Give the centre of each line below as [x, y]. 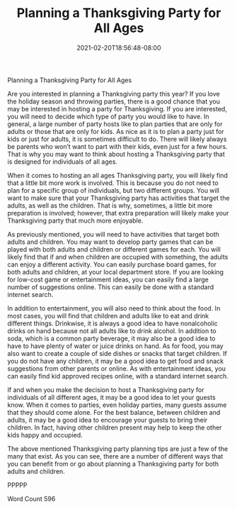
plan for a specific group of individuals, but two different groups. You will [114, 190]
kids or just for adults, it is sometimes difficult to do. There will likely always [117, 139]
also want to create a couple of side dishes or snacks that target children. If [117, 353]
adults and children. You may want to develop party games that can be [110, 242]
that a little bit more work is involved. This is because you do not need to [113, 183]
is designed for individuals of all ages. [63, 162]
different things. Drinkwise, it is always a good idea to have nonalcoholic [112, 323]
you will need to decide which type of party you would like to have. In [109, 116]
